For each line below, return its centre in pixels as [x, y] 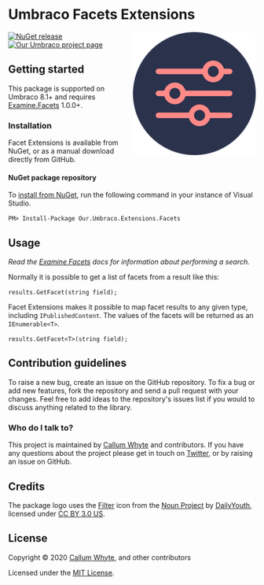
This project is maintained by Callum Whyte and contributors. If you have [126, 445]
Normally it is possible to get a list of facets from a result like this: [114, 277]
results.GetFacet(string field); [63, 293]
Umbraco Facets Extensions [102, 15]
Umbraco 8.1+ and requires [52, 97]
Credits [27, 486]
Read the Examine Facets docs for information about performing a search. [129, 262]
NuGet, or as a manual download [61, 151]
